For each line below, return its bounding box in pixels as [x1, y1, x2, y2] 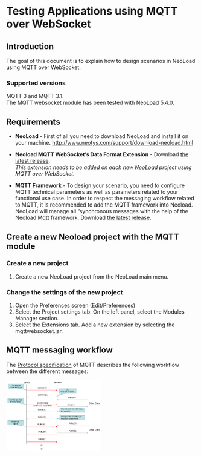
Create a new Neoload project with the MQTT [6, 231, 179, 242]
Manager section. [14, 315, 59, 322]
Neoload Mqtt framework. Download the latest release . [14, 214, 152, 222]
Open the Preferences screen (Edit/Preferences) [14, 302, 136, 309]
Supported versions [6, 79, 66, 87]
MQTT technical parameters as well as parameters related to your [14, 188, 179, 196]
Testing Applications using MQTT [6, 4, 178, 18]
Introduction [6, 41, 54, 51]
